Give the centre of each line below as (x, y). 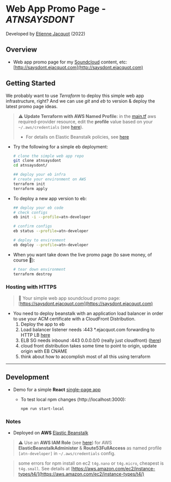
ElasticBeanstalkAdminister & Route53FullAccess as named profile (90, 448)
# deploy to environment (39, 240)
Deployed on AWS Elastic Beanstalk (50, 433)
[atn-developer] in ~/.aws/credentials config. (67, 453)
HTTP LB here (35, 335)
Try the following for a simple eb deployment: (60, 147)
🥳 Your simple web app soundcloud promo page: (69, 298)
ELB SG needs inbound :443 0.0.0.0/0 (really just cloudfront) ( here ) (91, 340)
